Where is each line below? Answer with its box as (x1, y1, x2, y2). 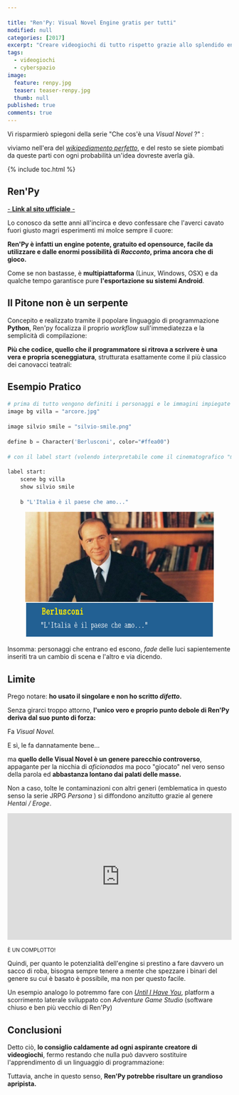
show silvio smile (20, 484, 75, 491)
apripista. (7, 1079, 37, 1088)
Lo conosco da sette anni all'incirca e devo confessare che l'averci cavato (7, 218, 224, 227)
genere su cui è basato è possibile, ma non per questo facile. (7, 974, 186, 983)
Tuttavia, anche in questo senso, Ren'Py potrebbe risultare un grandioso (7, 1072, 223, 1081)
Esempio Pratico (7, 381, 82, 393)
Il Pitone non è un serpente (7, 297, 129, 310)
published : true (7, 102, 55, 109)
